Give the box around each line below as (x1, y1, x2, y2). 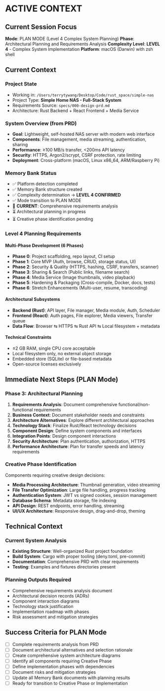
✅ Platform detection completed (12, 181, 78, 187)
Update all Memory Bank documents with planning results (12, 675, 130, 681)
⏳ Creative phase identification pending (12, 216, 93, 222)
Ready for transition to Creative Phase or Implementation (12, 680, 128, 687)
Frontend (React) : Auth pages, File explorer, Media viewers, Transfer (12, 312, 153, 319)
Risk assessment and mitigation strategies (12, 613, 98, 620)
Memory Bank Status (5, 169, 57, 176)
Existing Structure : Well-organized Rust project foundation (12, 548, 133, 554)
